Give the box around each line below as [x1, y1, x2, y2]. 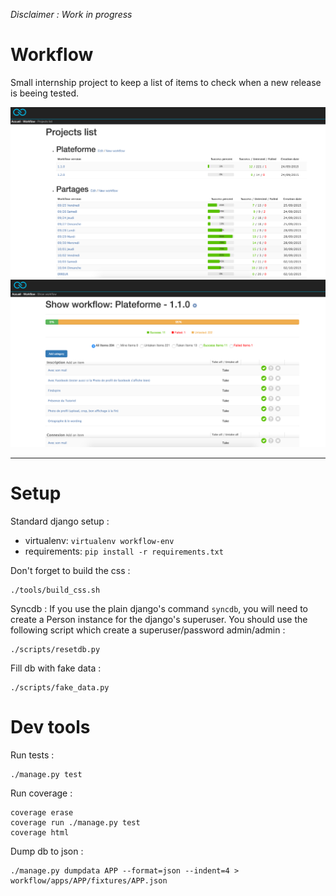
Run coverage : [10, 787, 73, 799]
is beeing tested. [10, 87, 80, 99]
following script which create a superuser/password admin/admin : [10, 624, 286, 636]
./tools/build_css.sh [10, 585, 101, 595]
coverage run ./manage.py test [10, 817, 141, 828]
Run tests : [10, 749, 55, 761]
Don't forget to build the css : [10, 564, 131, 576]
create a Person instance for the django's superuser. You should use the [10, 613, 308, 625]
